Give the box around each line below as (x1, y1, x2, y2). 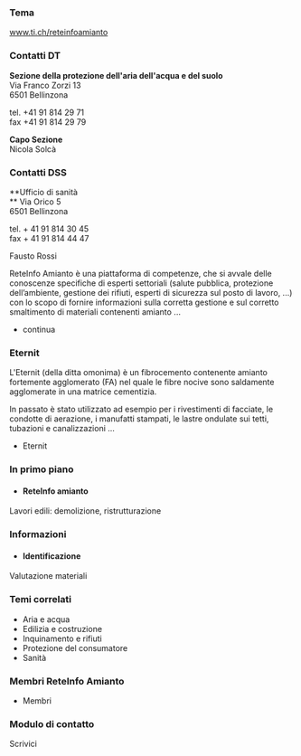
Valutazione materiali (9, 571, 88, 581)
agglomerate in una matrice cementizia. (9, 386, 157, 397)
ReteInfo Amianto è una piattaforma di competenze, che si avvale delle (9, 268, 273, 279)
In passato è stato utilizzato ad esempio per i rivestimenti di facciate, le (9, 404, 274, 415)
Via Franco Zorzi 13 (9, 80, 81, 90)
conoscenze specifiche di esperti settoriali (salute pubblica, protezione (9, 278, 274, 288)
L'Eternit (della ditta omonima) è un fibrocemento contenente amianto (9, 367, 268, 378)
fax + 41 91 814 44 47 (9, 232, 89, 243)
